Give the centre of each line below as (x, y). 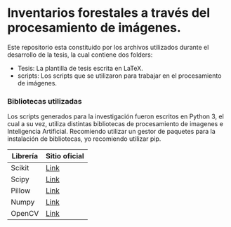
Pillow (21, 191)
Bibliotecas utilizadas (45, 101)
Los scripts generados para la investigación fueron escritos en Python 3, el (116, 116)
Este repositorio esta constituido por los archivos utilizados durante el (108, 47)
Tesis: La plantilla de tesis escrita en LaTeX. (80, 68)
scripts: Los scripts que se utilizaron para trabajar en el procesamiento (119, 76)
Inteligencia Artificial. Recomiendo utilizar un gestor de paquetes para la (111, 132)
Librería (25, 156)
